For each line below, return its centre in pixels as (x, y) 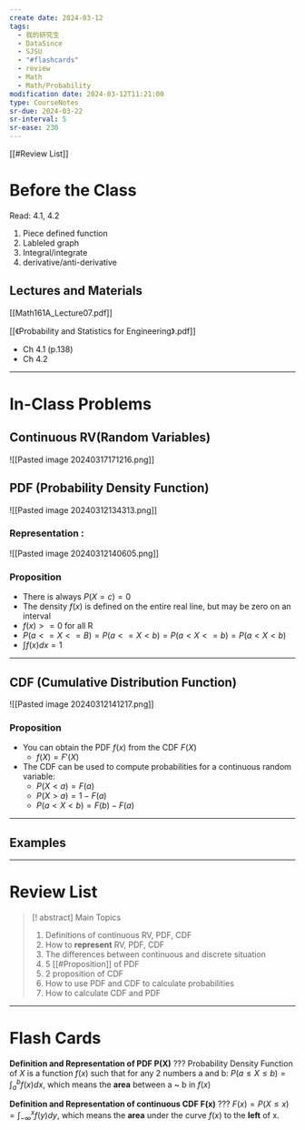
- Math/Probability (54, 86)
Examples (38, 842)
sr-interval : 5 (38, 119)
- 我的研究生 (39, 35)
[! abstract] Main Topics (76, 918)
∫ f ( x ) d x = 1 (42, 645)
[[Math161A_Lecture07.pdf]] (61, 313)
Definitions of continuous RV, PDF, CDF (118, 935)
